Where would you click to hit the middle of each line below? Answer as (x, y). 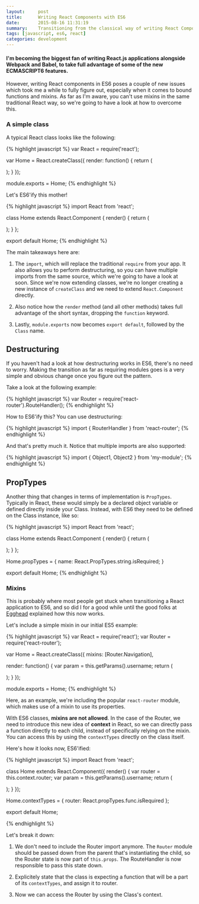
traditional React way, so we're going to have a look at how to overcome (94, 103)
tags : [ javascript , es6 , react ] (46, 34)
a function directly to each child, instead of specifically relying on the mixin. (98, 731)
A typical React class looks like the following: (61, 137)
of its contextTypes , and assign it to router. (66, 883)
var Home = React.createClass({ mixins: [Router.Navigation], (80, 655)
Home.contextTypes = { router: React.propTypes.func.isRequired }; (88, 801)
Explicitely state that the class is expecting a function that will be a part (101, 877)
